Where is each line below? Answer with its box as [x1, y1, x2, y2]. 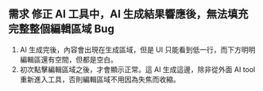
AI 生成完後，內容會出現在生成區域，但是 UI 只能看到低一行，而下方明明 [19, 44, 256, 54]
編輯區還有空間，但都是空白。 [19, 55, 118, 64]
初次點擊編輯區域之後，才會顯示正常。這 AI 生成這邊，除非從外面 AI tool [19, 64, 256, 74]
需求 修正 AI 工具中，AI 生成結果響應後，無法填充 [8, 7, 249, 21]
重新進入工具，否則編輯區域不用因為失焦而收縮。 [19, 74, 180, 84]
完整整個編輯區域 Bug [8, 22, 115, 36]
